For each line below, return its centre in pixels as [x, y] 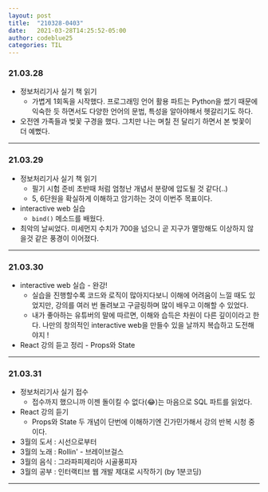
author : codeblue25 [41, 38]
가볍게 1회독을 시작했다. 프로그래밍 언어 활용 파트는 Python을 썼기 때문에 [144, 101]
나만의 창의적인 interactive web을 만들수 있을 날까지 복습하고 [138, 325]
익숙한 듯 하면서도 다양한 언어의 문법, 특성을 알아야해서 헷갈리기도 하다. [142, 112]
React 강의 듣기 [44, 412]
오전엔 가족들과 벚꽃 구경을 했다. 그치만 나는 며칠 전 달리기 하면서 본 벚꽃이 [136, 121]
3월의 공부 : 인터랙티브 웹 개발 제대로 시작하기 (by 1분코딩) [110, 472]
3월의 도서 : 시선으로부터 [58, 442]
